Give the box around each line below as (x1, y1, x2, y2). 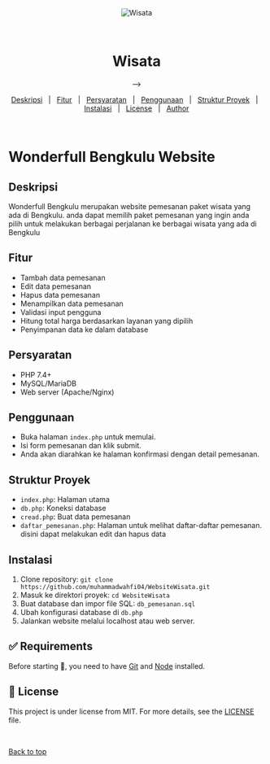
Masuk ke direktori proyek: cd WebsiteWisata (20, 590, 171, 600)
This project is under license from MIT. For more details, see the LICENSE (8, 706, 255, 716)
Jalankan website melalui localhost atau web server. (20, 616, 195, 626)
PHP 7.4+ (20, 369, 52, 379)
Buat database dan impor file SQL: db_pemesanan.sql (20, 599, 196, 609)
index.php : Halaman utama (20, 495, 110, 504)
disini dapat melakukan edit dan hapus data (20, 529, 167, 539)
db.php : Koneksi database (20, 504, 107, 513)
